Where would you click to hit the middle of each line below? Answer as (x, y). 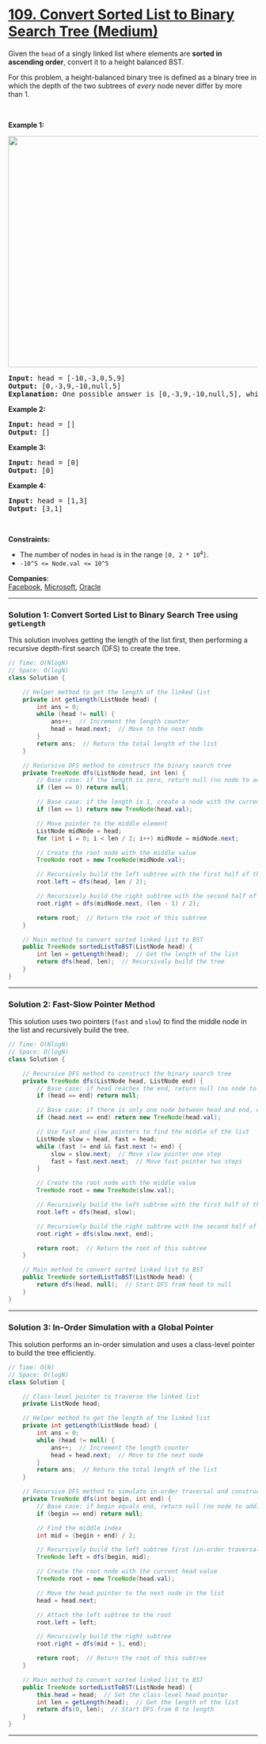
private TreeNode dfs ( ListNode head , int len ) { (104, 773)
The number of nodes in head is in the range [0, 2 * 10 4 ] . (114, 554)
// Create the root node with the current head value (127, 1572)
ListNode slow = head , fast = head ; (97, 1139)
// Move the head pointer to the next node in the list (131, 1593)
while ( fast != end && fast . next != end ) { (109, 1146)
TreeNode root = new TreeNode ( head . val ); (106, 1579)
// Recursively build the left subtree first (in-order (131, 1550)
